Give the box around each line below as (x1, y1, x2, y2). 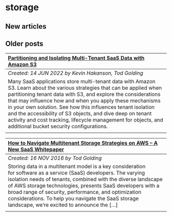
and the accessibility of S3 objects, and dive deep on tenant (8, 110, 152, 117)
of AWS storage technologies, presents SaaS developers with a (8, 182, 160, 189)
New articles (5, 22, 47, 31)
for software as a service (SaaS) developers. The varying (8, 169, 145, 176)
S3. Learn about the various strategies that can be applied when (8, 84, 162, 91)
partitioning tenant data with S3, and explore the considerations (8, 91, 161, 98)
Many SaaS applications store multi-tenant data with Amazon (8, 78, 156, 85)
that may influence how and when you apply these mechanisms (8, 97, 161, 104)
